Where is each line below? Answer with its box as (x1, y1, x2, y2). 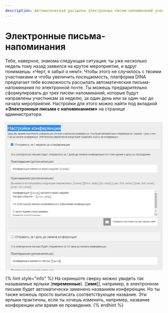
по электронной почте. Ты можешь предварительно (35, 84, 147, 90)
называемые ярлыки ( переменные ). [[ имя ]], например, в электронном (5, 280, 159, 286)
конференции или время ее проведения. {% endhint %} (5, 302, 124, 308)
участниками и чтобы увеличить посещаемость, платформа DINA (5, 73, 146, 80)
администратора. (5, 111, 42, 117)
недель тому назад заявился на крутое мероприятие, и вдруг (5, 63, 137, 69)
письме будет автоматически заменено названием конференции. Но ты (5, 286, 160, 292)
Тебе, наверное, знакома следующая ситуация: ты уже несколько (5, 58, 147, 64)
